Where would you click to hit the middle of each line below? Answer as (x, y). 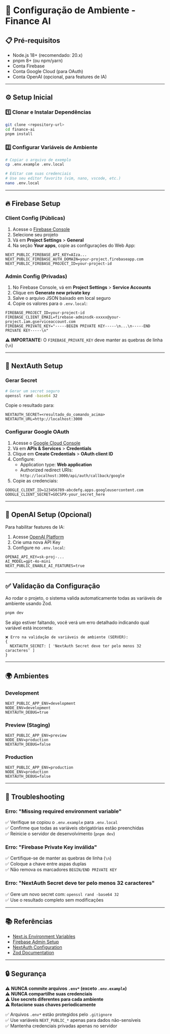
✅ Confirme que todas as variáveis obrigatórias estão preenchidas (75, 828)
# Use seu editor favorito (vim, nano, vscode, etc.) (63, 179)
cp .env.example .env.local (35, 164)
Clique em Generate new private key (51, 292)
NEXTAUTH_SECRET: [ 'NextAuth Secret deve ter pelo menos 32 (76, 646)
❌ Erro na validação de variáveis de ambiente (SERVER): (67, 637)
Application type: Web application (56, 464)
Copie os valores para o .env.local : (50, 303)
